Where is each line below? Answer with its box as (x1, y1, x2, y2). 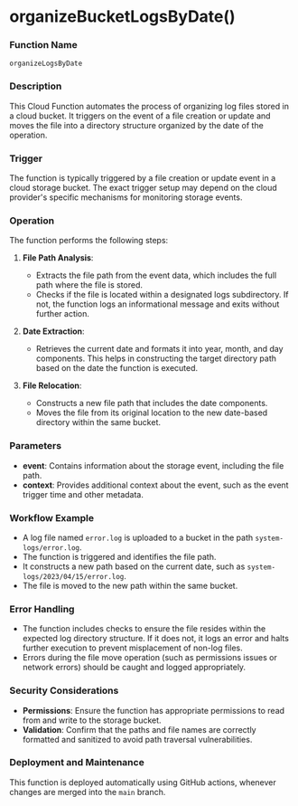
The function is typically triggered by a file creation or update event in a (9, 173, 276, 184)
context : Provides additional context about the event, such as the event (22, 479, 289, 490)
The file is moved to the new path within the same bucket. (22, 580, 238, 591)
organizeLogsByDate (9, 59, 83, 69)
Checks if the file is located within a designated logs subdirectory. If (35, 289, 289, 300)
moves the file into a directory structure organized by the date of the (9, 119, 264, 130)
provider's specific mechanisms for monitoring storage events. (9, 192, 243, 203)
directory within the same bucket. (35, 417, 161, 428)
